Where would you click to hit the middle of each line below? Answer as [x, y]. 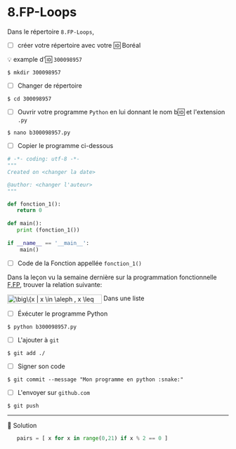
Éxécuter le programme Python [63, 314]
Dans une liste [124, 298]
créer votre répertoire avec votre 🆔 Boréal [79, 45]
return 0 [29, 210]
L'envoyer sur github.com [53, 392]
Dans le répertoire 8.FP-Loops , [51, 32]
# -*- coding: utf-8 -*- [44, 159]
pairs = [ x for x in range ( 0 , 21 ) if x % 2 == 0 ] [92, 438]
